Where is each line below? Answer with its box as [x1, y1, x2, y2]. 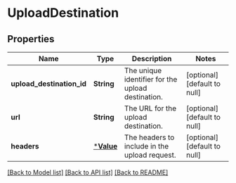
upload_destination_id [11, 79, 86, 89]
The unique [124, 65, 162, 75]
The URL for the [124, 103, 177, 113]
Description [131, 54, 172, 63]
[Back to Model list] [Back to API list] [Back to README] [7, 168, 169, 177]
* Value [93, 141, 118, 151]
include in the [124, 141, 169, 151]
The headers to [124, 132, 175, 142]
